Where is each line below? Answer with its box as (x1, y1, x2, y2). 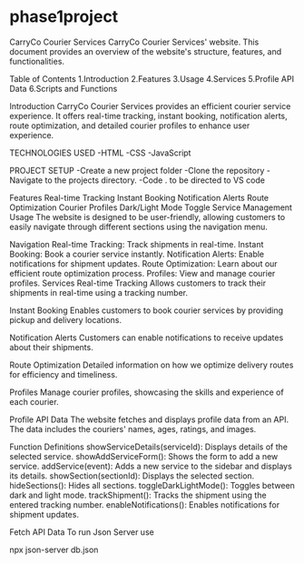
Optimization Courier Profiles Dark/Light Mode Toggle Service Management (9, 202, 293, 213)
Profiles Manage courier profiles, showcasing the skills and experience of (9, 387, 284, 398)
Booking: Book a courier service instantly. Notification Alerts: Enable (9, 248, 265, 259)
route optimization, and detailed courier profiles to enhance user (9, 120, 250, 131)
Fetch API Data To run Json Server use (9, 526, 154, 538)
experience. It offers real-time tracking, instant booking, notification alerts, (9, 110, 288, 121)
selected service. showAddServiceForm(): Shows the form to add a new (9, 450, 279, 461)
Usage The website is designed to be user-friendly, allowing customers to (9, 211, 286, 222)
